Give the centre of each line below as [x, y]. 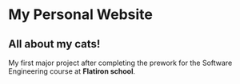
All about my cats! [54, 44]
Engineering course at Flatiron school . [72, 71]
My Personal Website [81, 15]
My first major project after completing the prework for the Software [120, 63]
